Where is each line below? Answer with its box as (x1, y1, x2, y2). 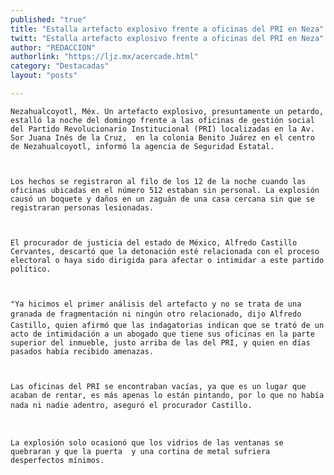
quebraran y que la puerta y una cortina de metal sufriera (10, 446, 271, 456)
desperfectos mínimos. (10, 455, 105, 465)
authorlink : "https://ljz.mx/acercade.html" (10, 52, 199, 62)
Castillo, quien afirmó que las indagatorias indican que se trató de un (10, 320, 325, 330)
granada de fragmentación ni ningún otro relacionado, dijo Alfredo (10, 309, 302, 319)
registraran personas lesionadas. (10, 202, 155, 213)
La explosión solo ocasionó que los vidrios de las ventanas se (10, 437, 284, 448)
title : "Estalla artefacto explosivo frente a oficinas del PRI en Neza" (10, 24, 325, 34)
